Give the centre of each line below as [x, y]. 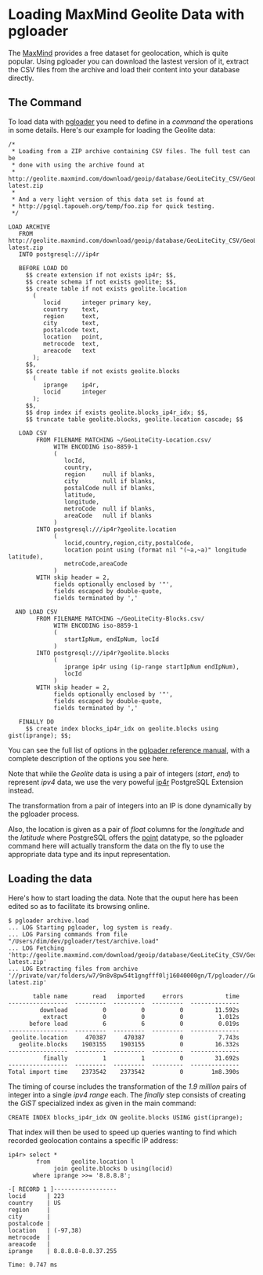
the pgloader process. [44, 814]
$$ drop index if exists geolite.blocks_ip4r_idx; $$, [117, 412]
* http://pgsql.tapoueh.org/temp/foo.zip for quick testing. [113, 206]
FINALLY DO [36, 722]
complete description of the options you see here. [89, 758]
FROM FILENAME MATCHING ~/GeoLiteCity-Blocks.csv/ [121, 618]
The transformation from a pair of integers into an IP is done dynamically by [130, 805]
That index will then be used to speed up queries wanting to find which [122, 1132]
